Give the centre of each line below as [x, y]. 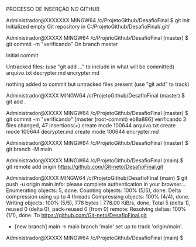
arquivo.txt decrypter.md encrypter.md [53, 73]
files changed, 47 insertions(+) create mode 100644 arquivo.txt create [91, 125]
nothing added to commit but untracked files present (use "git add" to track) [98, 84]
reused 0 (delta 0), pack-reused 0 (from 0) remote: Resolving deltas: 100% [96, 209]
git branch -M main [29, 149]
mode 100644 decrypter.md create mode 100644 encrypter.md [82, 132]
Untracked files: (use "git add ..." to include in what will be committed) [90, 67]
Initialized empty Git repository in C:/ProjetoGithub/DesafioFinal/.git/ [88, 27]
